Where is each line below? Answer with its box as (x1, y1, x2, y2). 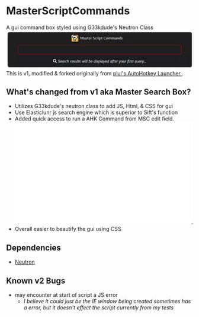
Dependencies (6, 242, 61, 253)
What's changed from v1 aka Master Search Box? (6, 87, 191, 97)
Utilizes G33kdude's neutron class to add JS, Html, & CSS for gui (14, 103, 174, 110)
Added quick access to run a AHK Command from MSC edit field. (14, 115, 175, 122)
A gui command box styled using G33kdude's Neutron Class (6, 24, 154, 31)
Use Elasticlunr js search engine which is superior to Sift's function (14, 109, 178, 116)
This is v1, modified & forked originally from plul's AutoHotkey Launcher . (6, 69, 184, 77)
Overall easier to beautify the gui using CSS (14, 226, 121, 233)
